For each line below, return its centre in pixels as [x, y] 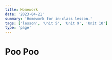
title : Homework [21, 10]
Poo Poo [22, 52]
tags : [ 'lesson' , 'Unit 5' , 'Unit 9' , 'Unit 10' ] [56, 23]
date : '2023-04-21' [25, 14]
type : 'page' [18, 28]
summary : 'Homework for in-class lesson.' [49, 19]
